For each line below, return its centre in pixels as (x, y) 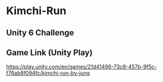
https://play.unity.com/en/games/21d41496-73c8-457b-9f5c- (82, 67)
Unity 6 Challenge (40, 33)
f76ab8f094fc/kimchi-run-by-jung (48, 73)
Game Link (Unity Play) (49, 52)
